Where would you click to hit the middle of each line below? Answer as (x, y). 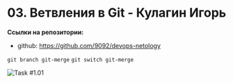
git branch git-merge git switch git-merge (71, 60)
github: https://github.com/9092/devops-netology (89, 45)
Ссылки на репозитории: (46, 32)
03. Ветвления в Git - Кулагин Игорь (117, 13)
